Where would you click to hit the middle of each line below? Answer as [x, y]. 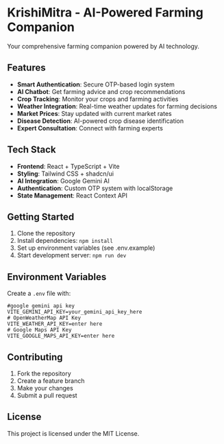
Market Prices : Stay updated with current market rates [95, 113]
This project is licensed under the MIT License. [73, 433]
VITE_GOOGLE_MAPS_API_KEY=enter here [61, 336]
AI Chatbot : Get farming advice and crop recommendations [101, 91]
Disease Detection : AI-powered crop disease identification [100, 121]
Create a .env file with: [39, 294]
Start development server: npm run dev [72, 255]
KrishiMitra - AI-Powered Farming [105, 13]
